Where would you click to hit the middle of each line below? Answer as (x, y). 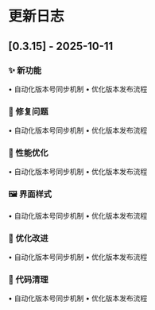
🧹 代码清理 (29, 279)
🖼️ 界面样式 (30, 194)
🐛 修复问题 (29, 111)
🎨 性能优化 (29, 153)
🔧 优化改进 (29, 238)
